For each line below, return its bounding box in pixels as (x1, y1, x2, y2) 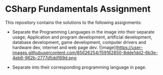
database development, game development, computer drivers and (12, 39, 146, 45)
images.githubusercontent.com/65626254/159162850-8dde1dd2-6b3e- (12, 50, 158, 56)
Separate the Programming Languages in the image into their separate (12, 29, 155, 35)
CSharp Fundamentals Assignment (5, 3, 151, 15)
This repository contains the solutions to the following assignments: (5, 19, 142, 25)
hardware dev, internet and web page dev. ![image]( (12, 44, 118, 50)
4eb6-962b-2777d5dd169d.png (12, 55, 77, 60)
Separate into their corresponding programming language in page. (12, 64, 147, 70)
